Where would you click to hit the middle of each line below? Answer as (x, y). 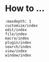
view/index (16, 51)
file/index (16, 34)
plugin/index (18, 42)
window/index (18, 55)
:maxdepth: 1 (18, 21)
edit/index (16, 30)
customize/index (21, 25)
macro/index (17, 38)
